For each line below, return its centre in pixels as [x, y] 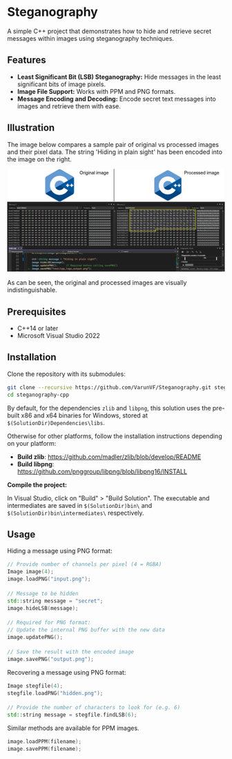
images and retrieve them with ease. [69, 106]
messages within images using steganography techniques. [91, 38]
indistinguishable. [32, 290]
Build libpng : [36, 464]
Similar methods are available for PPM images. [73, 728]
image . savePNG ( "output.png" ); [51, 659]
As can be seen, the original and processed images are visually [97, 283]
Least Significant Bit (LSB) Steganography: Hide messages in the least [119, 77]
